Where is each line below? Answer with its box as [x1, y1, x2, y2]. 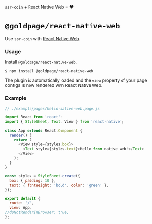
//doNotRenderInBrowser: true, [5, 210, 69, 215]
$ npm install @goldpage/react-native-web [5, 69, 93, 74]
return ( [14, 137, 32, 142]
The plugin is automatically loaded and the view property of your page [5, 77, 147, 83]
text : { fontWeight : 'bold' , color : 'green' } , [9, 183, 109, 188]
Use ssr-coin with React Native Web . [5, 35, 81, 41]
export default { [5, 196, 41, 201]
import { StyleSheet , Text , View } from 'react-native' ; [5, 119, 124, 124]
